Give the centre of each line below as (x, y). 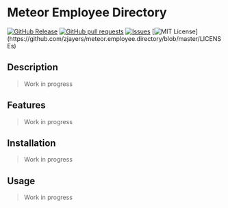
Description (33, 67)
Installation (31, 143)
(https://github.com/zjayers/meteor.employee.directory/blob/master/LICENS (114, 38)
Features (26, 105)
